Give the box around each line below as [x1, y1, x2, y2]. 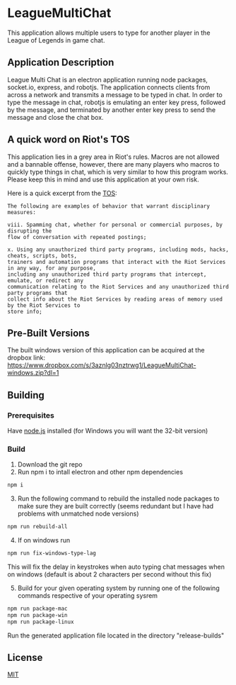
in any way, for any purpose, [7, 264, 97, 272]
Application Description [7, 57, 114, 69]
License [7, 652, 43, 664]
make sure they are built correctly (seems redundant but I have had [17, 502, 214, 511]
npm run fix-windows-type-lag [7, 550, 97, 557]
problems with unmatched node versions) [17, 509, 139, 518]
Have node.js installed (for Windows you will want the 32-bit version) [7, 427, 208, 435]
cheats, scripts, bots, [7, 252, 78, 260]
